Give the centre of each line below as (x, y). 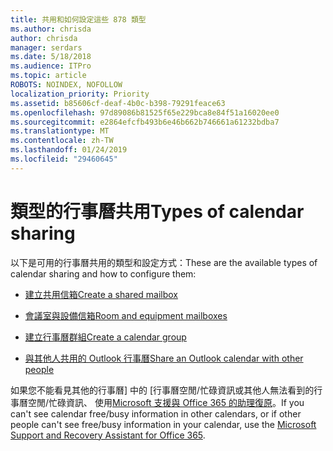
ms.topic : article (48, 76)
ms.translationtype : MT (60, 131)
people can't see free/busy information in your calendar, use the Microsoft (163, 424)
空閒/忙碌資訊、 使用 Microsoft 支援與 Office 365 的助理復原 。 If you (166, 402)
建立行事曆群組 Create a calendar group (105, 337)
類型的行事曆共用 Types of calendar (157, 211)
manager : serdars (46, 47)
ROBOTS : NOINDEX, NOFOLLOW (66, 85)
